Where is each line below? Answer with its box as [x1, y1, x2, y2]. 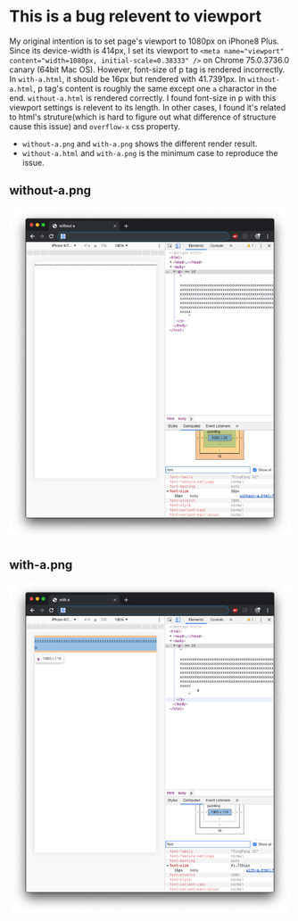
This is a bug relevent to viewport [9, 6, 261, 27]
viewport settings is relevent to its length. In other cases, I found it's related [9, 102, 286, 112]
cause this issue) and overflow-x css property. [9, 120, 181, 131]
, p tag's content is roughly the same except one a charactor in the [32, 83, 277, 94]
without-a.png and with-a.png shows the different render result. [21, 138, 258, 149]
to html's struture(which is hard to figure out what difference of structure [9, 111, 277, 122]
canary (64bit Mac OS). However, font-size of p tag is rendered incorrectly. [9, 64, 286, 75]
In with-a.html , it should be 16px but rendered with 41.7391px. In [9, 73, 246, 84]
